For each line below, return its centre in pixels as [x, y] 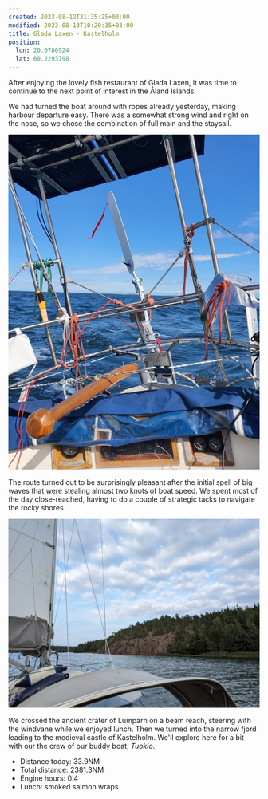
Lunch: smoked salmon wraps [69, 787]
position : [25, 42]
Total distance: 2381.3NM [62, 770]
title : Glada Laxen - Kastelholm [64, 33]
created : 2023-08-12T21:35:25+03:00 [69, 17]
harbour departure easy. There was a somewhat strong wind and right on [129, 115]
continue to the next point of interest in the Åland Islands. [102, 91]
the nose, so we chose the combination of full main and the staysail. [120, 123]
